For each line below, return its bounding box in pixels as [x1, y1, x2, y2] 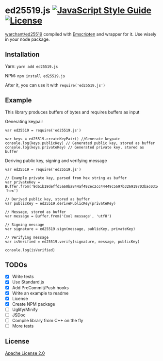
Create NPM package [12, 301, 55, 307]
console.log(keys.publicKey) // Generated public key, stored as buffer [5, 141, 155, 146]
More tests [12, 323, 34, 328]
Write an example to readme [12, 290, 69, 296]
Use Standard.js [12, 279, 45, 285]
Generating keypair [5, 118, 44, 124]
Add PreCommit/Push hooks [12, 284, 69, 291]
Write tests [12, 274, 34, 279]
